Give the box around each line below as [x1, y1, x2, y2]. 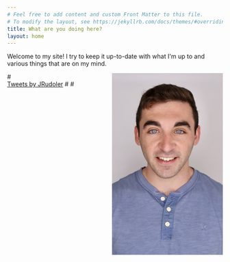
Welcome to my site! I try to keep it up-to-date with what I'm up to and [7, 52, 205, 61]
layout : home [7, 33, 44, 40]
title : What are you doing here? [7, 25, 103, 32]
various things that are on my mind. [7, 60, 107, 68]
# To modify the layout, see [7, 18, 90, 25]
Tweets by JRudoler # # [7, 80, 75, 88]
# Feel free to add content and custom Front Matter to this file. [7, 11, 204, 18]
